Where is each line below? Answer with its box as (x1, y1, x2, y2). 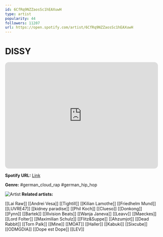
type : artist (5, 12, 32, 16)
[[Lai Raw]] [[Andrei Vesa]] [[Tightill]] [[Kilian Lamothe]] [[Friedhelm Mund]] (5, 201, 156, 207)
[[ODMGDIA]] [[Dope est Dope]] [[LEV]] (5, 226, 84, 232)
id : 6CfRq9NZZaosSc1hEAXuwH (5, 7, 62, 12)
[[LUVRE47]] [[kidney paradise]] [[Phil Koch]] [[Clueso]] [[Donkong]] (5, 206, 142, 212)
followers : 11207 (5, 20, 40, 26)
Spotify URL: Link (5, 173, 41, 178)
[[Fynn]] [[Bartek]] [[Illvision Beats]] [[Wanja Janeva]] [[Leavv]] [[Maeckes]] (5, 211, 157, 217)
